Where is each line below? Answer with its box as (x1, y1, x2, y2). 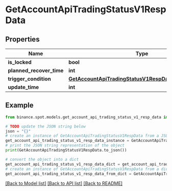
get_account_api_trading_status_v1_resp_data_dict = (5, 161, 120, 167)
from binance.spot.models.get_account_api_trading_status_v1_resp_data (5, 114, 161, 120)
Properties (5, 35, 40, 44)
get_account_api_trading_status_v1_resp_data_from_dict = (5, 171, 132, 176)
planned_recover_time (8, 67, 64, 74)
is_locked (8, 59, 32, 66)
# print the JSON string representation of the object (5, 143, 125, 148)
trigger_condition (8, 75, 51, 82)
